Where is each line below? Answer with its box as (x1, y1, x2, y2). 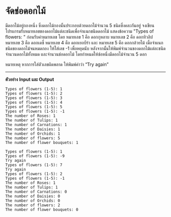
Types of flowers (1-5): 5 (5, 104, 63, 109)
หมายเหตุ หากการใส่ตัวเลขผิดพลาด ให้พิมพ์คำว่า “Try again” (5, 61, 109, 67)
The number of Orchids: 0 (5, 198, 60, 203)
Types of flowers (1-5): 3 (5, 95, 63, 101)
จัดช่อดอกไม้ (5, 5, 46, 17)
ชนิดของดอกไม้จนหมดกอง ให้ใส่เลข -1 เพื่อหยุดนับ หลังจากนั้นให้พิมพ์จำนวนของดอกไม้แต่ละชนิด (5, 45, 166, 51)
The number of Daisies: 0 (5, 194, 60, 199)
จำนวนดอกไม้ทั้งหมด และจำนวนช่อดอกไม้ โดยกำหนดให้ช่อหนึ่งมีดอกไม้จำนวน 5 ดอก (5, 51, 147, 57)
